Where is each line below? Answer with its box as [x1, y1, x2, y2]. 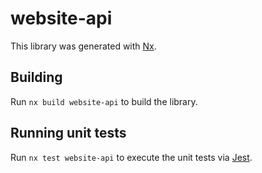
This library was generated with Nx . [10, 40, 157, 52]
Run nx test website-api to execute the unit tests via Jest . [10, 151, 253, 163]
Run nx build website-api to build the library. [10, 95, 198, 107]
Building [10, 69, 63, 86]
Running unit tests [10, 125, 127, 142]
